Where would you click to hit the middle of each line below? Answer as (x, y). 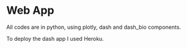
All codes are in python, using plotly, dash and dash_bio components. (94, 27)
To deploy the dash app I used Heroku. (55, 38)
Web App (30, 10)
